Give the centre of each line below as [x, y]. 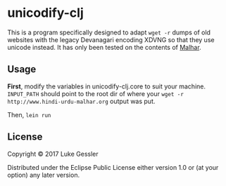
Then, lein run [29, 114]
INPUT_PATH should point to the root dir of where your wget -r [96, 93]
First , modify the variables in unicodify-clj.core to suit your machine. [107, 86]
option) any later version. [43, 175]
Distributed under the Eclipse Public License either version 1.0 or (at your [113, 167]
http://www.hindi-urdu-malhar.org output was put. [81, 101]
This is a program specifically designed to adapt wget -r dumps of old [109, 32]
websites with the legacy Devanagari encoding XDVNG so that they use [111, 39]
